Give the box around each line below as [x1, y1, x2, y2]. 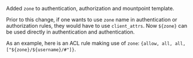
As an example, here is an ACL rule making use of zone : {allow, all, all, [6, 40, 186, 46]
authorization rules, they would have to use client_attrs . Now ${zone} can [6, 23, 188, 29]
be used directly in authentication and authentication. [6, 28, 135, 35]
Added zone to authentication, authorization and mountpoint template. [6, 5, 175, 12]
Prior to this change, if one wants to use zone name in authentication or [6, 16, 178, 23]
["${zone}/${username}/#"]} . [6, 46, 76, 53]
